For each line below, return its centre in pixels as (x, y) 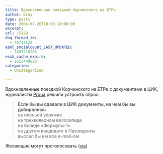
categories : (18, 66)
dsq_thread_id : (21, 38)
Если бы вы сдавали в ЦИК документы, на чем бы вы (76, 104)
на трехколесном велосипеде (50, 120)
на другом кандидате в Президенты (56, 131)
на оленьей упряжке (40, 115)
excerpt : (14, 29)
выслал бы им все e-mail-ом (48, 136)
